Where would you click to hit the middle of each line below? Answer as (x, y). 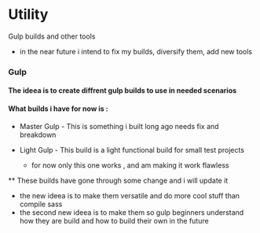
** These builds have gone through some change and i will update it (118, 180)
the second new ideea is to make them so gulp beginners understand (132, 212)
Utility (28, 15)
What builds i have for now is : (58, 109)
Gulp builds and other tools (52, 36)
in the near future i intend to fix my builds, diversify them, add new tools (136, 51)
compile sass (41, 204)
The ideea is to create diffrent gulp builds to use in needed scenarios (123, 91)
